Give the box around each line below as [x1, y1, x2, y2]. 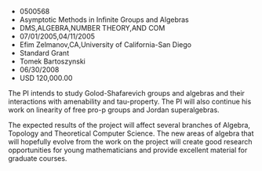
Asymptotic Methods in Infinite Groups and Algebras [19, 15, 190, 24]
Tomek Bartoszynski [19, 56, 86, 66]
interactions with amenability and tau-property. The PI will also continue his [8, 97, 252, 106]
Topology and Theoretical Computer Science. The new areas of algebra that [8, 129, 254, 138]
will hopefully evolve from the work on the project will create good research [8, 137, 253, 146]
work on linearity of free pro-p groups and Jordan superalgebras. [8, 105, 220, 115]
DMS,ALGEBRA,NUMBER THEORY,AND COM [19, 24, 166, 32]
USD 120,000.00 [19, 74, 73, 82]
